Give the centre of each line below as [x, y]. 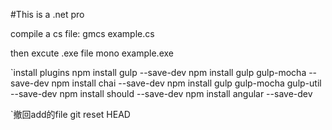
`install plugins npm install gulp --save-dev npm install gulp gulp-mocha [158, 72]
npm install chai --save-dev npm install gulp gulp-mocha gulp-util [186, 83]
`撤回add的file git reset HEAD [70, 114]
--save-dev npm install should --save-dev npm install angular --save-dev [161, 93]
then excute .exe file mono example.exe [92, 53]
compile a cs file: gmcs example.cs [82, 33]
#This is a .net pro [47, 14]
